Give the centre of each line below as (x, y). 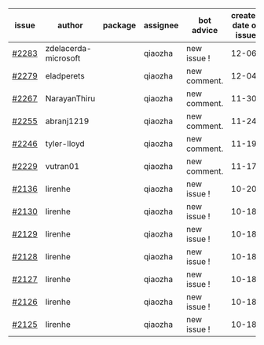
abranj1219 (67, 121)
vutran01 (62, 166)
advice (205, 30)
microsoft (63, 58)
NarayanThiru (70, 99)
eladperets (65, 76)
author (70, 25)
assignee (161, 25)
